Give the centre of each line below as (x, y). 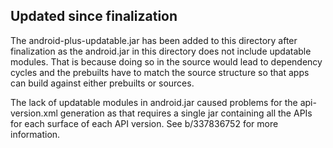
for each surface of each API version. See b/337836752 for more (144, 123)
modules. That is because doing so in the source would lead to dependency (166, 61)
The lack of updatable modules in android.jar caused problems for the (154, 102)
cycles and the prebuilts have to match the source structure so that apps (160, 72)
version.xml (34, 113)
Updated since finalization (94, 16)
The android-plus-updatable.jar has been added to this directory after (154, 40)
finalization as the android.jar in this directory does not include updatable (161, 51)
